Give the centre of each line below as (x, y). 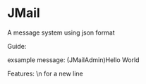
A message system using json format (61, 32)
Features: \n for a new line (45, 73)
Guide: (17, 46)
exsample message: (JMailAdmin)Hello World (73, 60)
